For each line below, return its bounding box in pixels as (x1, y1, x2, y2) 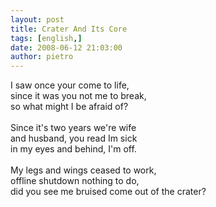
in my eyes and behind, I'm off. (10, 143, 137, 155)
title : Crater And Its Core (10, 24, 128, 34)
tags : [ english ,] (10, 33, 83, 43)
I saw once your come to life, (10, 79, 130, 91)
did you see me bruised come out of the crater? (10, 186, 207, 198)
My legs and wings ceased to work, (10, 164, 157, 176)
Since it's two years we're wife (10, 122, 137, 134)
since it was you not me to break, (10, 90, 147, 102)
